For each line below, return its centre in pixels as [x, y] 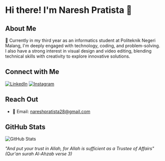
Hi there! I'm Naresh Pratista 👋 [69, 10]
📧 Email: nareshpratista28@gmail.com [51, 111]
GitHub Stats [25, 127]
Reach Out [22, 100]
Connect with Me [32, 72]
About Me [21, 29]
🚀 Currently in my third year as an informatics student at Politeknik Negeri [80, 40]
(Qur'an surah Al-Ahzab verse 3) [39, 154]
